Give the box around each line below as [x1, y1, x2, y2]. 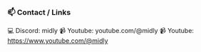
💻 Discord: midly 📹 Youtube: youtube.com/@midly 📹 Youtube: [7, 27, 195, 35]
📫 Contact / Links [7, 7, 71, 17]
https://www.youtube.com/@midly [7, 37, 108, 45]
